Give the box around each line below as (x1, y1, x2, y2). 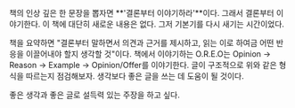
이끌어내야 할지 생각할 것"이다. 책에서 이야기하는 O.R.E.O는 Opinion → (25, 49, 272, 59)
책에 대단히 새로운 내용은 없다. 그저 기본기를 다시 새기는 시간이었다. (52, 19, 285, 29)
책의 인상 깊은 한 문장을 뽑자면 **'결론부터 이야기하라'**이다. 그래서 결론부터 (9, 8, 275, 18)
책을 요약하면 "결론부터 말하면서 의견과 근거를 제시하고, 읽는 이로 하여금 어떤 (9, 38, 275, 48)
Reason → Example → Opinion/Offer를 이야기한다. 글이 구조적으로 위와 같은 (9, 60, 278, 70)
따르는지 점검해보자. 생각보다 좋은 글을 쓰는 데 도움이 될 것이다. (25, 71, 244, 81)
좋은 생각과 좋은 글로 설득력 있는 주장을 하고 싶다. (9, 89, 181, 100)
